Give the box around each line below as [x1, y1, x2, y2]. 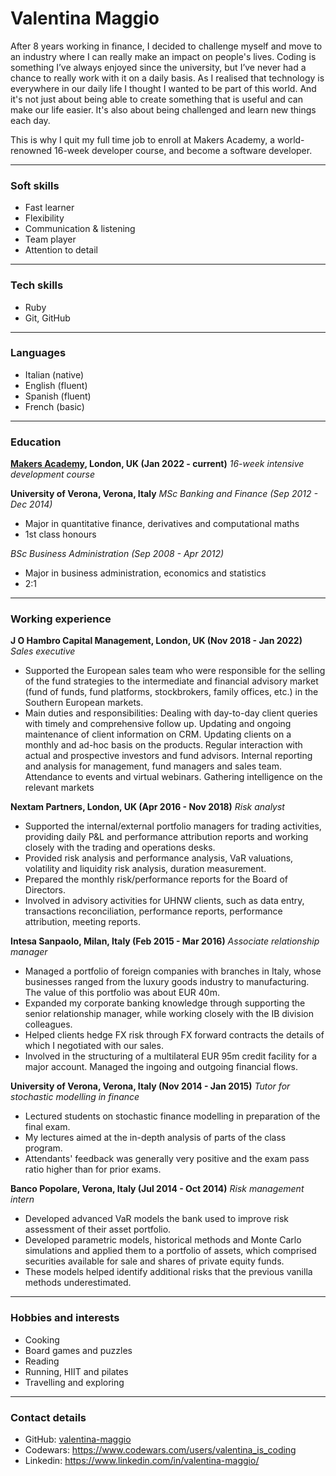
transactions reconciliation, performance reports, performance [24, 905, 283, 917]
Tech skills [10, 278, 64, 292]
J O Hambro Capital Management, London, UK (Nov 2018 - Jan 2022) [10, 635, 303, 647]
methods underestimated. [24, 1277, 132, 1289]
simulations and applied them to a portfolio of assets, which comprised [24, 1245, 317, 1257]
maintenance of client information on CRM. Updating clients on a [24, 728, 292, 741]
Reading [24, 1355, 60, 1367]
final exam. [24, 1121, 71, 1133]
